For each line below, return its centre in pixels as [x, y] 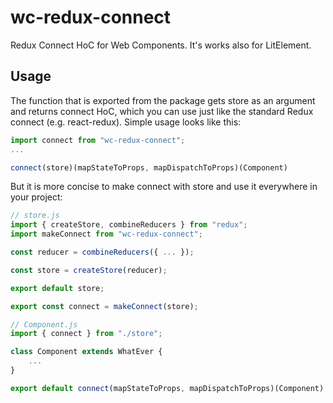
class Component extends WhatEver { [86, 352]
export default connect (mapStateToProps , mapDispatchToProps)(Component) [167, 388]
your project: [36, 197]
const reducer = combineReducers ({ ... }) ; [102, 252]
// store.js [35, 216]
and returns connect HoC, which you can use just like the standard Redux [162, 111]
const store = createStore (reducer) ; [89, 270]
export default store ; [57, 288]
